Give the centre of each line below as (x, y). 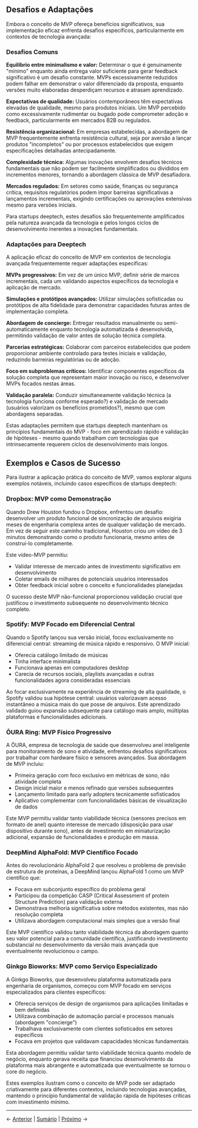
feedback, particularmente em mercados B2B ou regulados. (79, 120)
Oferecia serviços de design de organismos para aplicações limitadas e (101, 1003)
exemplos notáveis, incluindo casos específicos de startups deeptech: (91, 484)
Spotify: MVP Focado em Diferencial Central (70, 624)
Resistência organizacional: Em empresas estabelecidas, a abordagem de (97, 132)
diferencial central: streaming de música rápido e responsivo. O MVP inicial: (98, 643)
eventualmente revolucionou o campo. (53, 951)
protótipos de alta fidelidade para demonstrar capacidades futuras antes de (98, 305)
